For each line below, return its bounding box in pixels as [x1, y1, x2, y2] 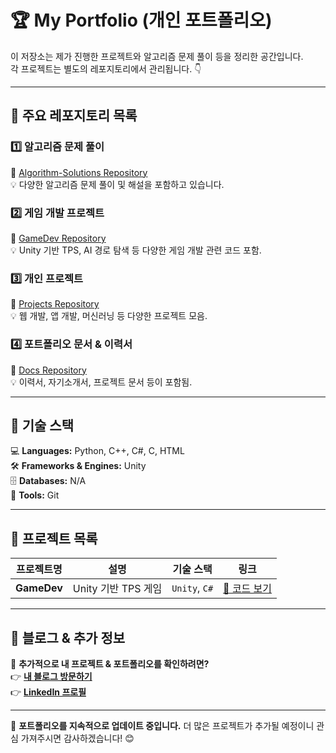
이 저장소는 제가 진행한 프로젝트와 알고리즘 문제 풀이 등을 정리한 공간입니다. [10, 50, 304, 62]
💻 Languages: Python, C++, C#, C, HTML [10, 445, 185, 457]
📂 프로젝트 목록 [10, 530, 98, 547]
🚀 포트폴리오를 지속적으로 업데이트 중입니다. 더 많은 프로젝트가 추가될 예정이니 [10, 719, 315, 731]
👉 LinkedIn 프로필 [10, 686, 87, 698]
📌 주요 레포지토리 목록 [10, 107, 138, 125]
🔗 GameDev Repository [10, 232, 107, 244]
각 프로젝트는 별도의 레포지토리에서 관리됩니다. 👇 [10, 62, 202, 75]
